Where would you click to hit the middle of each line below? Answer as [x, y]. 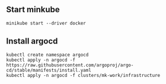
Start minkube [33, 10]
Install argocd [32, 41]
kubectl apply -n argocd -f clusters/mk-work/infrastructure [83, 75]
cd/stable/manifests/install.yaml [49, 70]
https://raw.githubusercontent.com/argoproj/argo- [70, 65]
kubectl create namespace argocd [47, 55]
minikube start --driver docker [46, 23]
